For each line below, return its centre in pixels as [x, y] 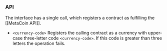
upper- [155, 33]
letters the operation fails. [39, 43]
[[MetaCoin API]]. [23, 23]
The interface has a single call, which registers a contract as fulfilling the [80, 18]
